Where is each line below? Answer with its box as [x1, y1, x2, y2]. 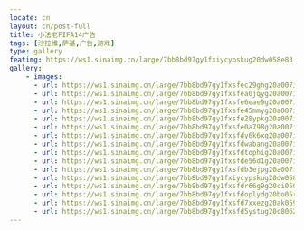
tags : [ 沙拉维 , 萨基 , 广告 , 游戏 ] [9, 38, 115, 48]
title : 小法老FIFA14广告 [9, 30, 97, 39]
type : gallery [9, 47, 63, 56]
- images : [25, 72, 63, 81]
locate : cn [9, 13, 51, 23]
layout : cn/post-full [9, 22, 91, 31]
